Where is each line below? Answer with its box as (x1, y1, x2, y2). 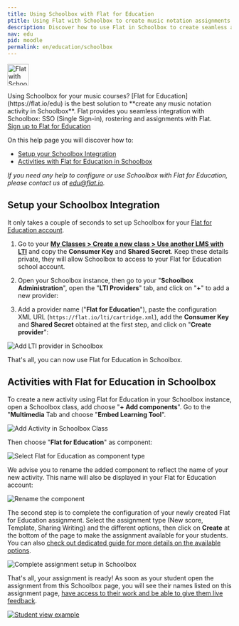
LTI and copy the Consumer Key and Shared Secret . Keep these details (17, 247, 229, 255)
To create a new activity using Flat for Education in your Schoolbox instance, (7, 395, 233, 404)
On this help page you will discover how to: (7, 136, 134, 144)
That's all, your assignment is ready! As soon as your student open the (7, 573, 215, 582)
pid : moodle (7, 37, 43, 44)
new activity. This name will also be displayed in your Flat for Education (7, 473, 217, 481)
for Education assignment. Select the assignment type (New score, (7, 515, 203, 524)
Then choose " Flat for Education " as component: (7, 438, 153, 446)
